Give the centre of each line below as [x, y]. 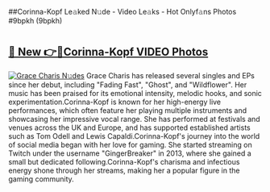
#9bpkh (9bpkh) [35, 21]
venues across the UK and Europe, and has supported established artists [130, 127]
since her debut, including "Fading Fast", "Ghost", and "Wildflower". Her [128, 85]
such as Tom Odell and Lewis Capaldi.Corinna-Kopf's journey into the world [134, 136]
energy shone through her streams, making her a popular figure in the [124, 170]
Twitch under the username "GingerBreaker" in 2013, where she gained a [130, 153]
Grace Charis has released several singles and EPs [170, 75]
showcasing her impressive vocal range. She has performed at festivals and [134, 119]
